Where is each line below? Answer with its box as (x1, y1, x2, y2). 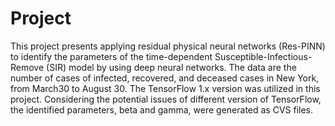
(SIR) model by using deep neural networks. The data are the (46, 61, 297, 73)
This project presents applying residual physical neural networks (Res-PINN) (10, 40, 326, 52)
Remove (10, 61, 45, 73)
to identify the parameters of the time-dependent (10, 50, 213, 62)
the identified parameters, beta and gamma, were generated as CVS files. (10, 103, 314, 116)
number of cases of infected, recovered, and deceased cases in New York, (10, 72, 320, 84)
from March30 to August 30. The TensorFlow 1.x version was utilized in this (10, 82, 321, 94)
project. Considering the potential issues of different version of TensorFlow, (10, 93, 322, 105)
